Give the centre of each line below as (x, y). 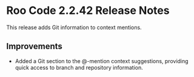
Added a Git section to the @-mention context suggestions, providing (102, 61)
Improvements (34, 46)
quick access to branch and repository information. (79, 67)
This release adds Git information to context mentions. (74, 27)
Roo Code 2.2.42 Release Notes (88, 11)
